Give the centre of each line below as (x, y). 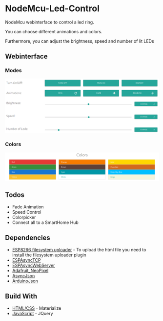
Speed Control (27, 212)
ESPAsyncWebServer (33, 265)
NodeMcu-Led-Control (52, 9)
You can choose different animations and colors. (54, 31)
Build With (21, 296)
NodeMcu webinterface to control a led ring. (50, 22)
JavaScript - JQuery (32, 313)
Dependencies (28, 238)
